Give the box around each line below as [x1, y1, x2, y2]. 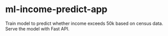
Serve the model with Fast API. [5, 25, 70, 31]
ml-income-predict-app [5, 4, 108, 15]
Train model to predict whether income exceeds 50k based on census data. [5, 20, 163, 26]
